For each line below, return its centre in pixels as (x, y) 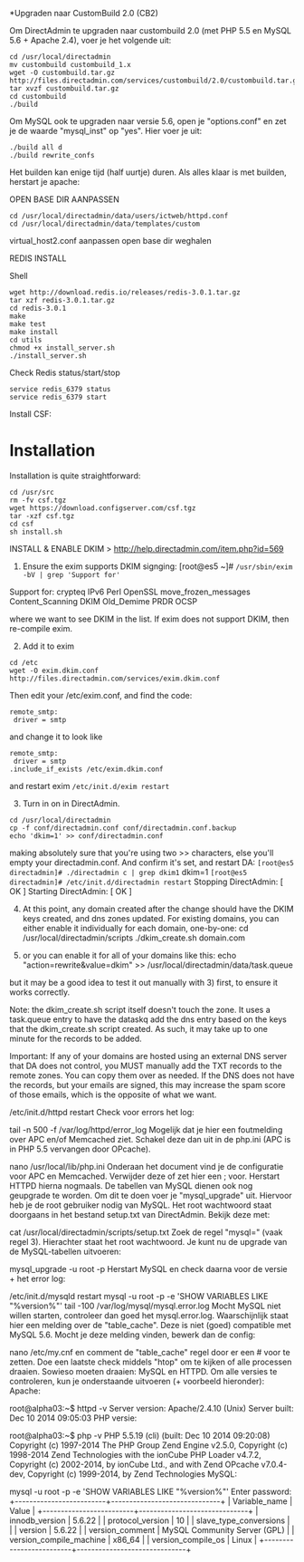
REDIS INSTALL (38, 258)
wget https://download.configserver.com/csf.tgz (103, 508)
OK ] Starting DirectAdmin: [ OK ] (71, 891)
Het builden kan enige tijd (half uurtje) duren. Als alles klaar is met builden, (148, 172)
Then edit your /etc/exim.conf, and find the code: (101, 695)
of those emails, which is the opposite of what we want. (113, 1094)
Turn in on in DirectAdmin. (71, 803)
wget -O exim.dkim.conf (54, 670)
